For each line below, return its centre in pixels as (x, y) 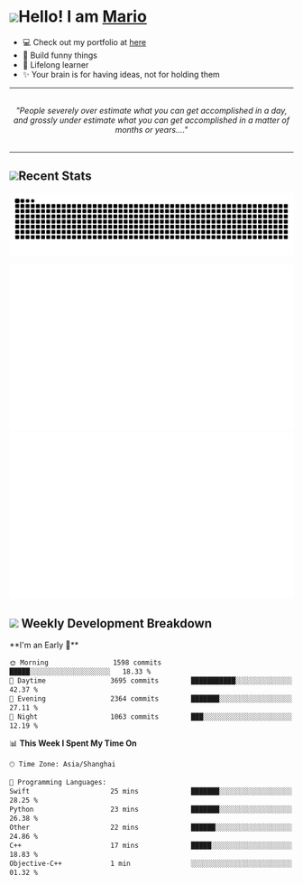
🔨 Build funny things (60, 55)
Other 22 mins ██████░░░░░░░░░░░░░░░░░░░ (151, 828)
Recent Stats (55, 177)
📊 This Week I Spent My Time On (73, 743)
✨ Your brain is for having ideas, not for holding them (121, 74)
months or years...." (151, 129)
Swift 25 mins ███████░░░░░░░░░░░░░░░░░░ (151, 792)
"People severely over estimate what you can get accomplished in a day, (151, 110)
